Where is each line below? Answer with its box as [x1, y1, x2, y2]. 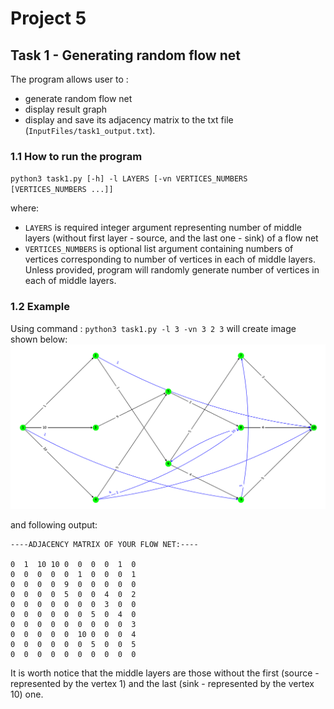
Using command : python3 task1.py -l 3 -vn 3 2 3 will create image [10, 322, 297, 334]
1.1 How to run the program [10, 149, 143, 163]
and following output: [10, 518, 98, 531]
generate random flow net [24, 93, 133, 104]
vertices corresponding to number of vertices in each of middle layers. [24, 253, 316, 266]
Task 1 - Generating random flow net [10, 47, 241, 64]
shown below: [10, 333, 68, 345]
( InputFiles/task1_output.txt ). [24, 125, 156, 136]
